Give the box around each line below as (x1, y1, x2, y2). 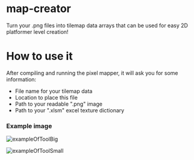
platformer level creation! (6, 28, 69, 35)
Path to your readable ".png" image (14, 100, 102, 107)
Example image (6, 121, 52, 130)
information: (6, 75, 37, 83)
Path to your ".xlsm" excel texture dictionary (14, 106, 125, 114)
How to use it (6, 50, 74, 63)
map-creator (6, 2, 71, 16)
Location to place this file (14, 94, 78, 101)
